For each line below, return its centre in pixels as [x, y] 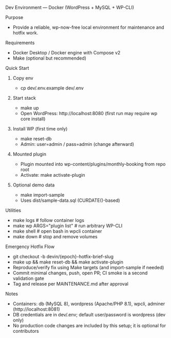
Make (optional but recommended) [49, 58]
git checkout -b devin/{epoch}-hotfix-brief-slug [63, 257]
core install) [33, 119]
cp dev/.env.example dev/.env [52, 88]
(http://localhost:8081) [36, 309]
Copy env [23, 78]
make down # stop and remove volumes [55, 237]
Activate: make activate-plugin [53, 175]
